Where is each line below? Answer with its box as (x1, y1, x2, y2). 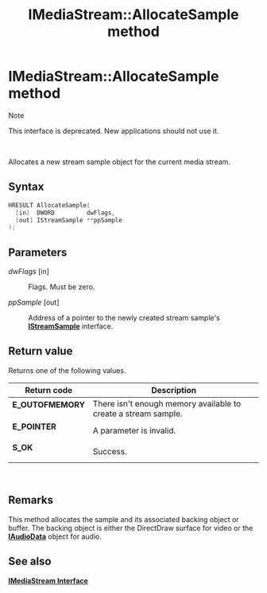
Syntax (8, 180, 44, 194)
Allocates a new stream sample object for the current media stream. (8, 157, 230, 167)
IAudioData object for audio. (8, 532, 102, 541)
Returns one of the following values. (8, 365, 126, 375)
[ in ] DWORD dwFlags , (15, 209, 115, 217)
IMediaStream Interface (8, 575, 89, 585)
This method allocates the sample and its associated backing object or (8, 514, 240, 524)
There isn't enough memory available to (92, 398, 242, 409)
